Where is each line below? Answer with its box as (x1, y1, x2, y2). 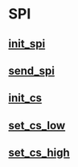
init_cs (8, 92, 43, 105)
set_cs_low (8, 118, 66, 132)
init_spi (8, 37, 46, 51)
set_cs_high (8, 146, 70, 160)
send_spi (8, 63, 55, 77)
